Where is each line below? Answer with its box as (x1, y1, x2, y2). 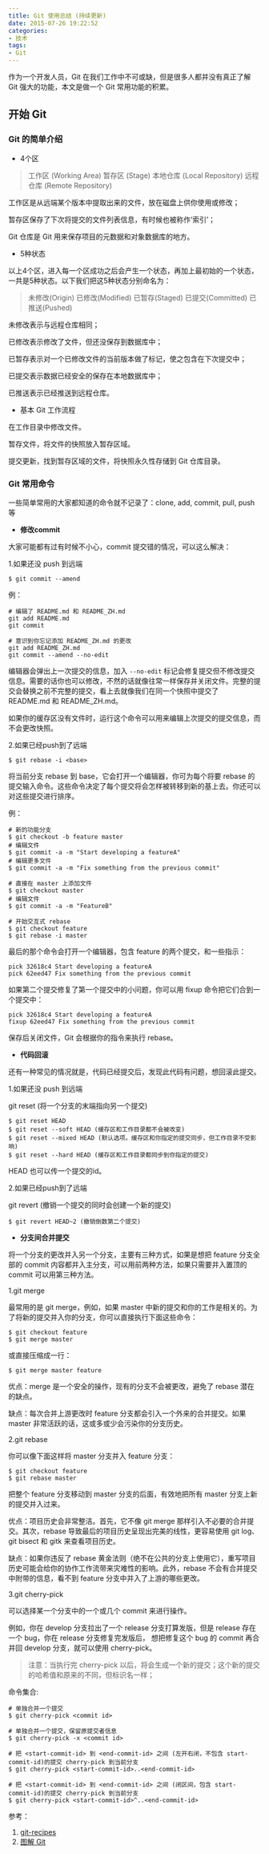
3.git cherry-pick (8, 1589, 64, 1599)
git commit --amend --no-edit (8, 651, 110, 659)
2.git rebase (8, 1434, 48, 1444)
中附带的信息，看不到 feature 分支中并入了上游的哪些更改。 (8, 1573, 204, 1583)
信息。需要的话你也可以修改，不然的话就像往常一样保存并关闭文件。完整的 (8, 676, 254, 685)
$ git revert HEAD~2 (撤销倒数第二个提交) (8, 1218, 142, 1226)
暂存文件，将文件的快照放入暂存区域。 (8, 438, 134, 449)
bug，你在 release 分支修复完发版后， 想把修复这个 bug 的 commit (23, 1633, 244, 1642)
